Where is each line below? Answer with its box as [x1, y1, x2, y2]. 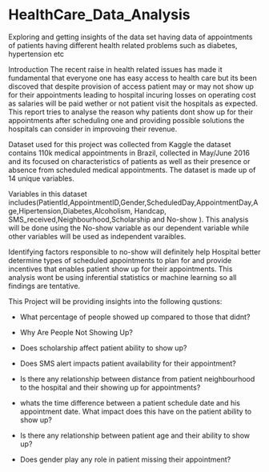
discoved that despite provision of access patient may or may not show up [8, 82, 255, 91]
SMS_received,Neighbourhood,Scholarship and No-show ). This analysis [8, 214, 249, 224]
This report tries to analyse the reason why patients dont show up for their [8, 106, 254, 117]
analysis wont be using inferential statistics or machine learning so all [8, 272, 237, 282]
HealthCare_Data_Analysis [8, 6, 191, 24]
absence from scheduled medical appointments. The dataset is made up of [8, 165, 256, 174]
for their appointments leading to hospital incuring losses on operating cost [8, 90, 256, 99]
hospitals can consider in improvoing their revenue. [8, 124, 178, 134]
